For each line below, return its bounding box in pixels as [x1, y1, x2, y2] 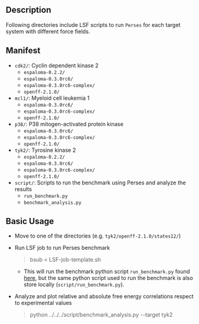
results [14, 185, 32, 192]
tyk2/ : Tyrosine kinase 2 [14, 146, 76, 154]
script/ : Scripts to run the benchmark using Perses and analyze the [14, 179, 186, 186]
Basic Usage [5, 216, 54, 227]
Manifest [5, 45, 41, 56]
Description [5, 5, 51, 15]
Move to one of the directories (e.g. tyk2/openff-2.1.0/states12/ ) [14, 232, 181, 239]
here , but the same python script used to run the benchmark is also [23, 274, 194, 282]
